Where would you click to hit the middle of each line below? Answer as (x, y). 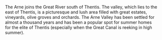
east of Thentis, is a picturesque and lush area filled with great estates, (76, 12)
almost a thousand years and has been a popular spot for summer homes (79, 22)
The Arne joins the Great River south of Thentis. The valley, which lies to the (81, 7)
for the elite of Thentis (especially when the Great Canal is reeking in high (79, 27)
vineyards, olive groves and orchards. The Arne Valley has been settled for (80, 17)
